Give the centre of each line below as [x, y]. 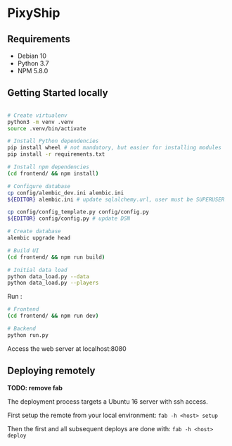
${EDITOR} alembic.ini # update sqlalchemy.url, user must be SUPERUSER [116, 199]
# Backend [22, 329]
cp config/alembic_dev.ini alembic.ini [66, 193]
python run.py [28, 335]
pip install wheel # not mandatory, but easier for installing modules [114, 148]
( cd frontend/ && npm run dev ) [53, 316]
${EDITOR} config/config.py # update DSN [69, 219]
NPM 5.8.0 [33, 71]
